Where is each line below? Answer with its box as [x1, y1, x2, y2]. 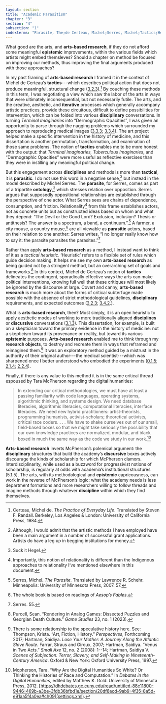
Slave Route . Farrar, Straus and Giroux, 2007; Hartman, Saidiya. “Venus [12, 642, 158, 648]
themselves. [5, 493, 31, 499]
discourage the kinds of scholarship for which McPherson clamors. [5, 456, 142, 462]
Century [12, 657, 30, 663]
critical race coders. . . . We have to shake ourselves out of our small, [17, 419, 158, 425]
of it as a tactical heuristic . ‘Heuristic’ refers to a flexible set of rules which [5, 252, 157, 258]
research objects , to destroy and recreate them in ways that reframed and [5, 341, 157, 347]
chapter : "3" [5, 16, 33, 21]
